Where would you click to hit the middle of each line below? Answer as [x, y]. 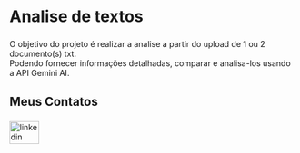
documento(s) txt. [43, 54]
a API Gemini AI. [40, 73]
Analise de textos [76, 17]
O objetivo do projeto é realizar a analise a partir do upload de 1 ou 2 [137, 44]
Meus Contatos [54, 101]
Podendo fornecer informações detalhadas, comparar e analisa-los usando [150, 63]
